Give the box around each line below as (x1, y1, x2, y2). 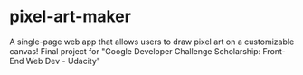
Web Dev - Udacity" (25, 55, 101, 66)
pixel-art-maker (9, 6, 131, 27)
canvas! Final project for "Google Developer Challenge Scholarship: (9, 45, 261, 56)
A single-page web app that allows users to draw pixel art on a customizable (9, 36, 295, 47)
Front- (261, 45, 287, 56)
